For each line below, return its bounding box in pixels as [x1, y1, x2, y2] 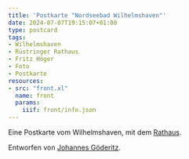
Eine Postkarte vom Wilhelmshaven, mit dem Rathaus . [8, 128, 182, 137]
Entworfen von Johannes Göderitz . [8, 143, 122, 152]
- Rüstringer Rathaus [8, 48, 79, 56]
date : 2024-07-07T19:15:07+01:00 [8, 19, 118, 27]
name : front [15, 92, 55, 99]
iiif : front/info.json [22, 107, 96, 114]
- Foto [8, 63, 30, 70]
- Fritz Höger [8, 56, 55, 63]
